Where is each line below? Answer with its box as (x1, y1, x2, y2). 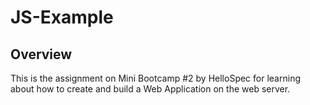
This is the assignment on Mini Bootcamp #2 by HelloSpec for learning (10, 72, 301, 84)
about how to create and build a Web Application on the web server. (10, 83, 291, 95)
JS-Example (10, 6, 114, 29)
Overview (10, 46, 73, 63)
